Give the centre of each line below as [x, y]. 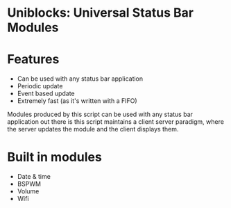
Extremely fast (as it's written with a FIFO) [77, 101]
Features [33, 59]
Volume [28, 191]
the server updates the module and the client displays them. [93, 129]
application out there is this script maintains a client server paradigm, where [115, 122]
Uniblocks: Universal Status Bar [101, 13]
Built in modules [54, 157]
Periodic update [40, 86]
